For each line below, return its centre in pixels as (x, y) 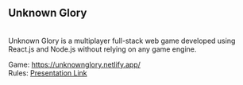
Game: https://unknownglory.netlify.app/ (75, 64)
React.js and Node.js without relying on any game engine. (102, 49)
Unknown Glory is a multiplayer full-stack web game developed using (122, 41)
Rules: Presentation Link (48, 73)
